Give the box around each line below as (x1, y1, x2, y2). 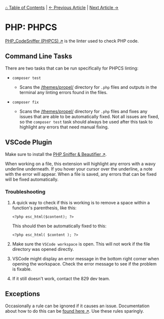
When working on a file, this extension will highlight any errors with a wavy (5, 161, 156, 167)
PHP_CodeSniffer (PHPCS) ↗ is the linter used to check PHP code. (5, 38, 139, 44)
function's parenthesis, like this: (12, 205, 77, 211)
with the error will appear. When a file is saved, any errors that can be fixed (5, 171, 157, 177)
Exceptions (5, 290, 40, 298)
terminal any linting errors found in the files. (19, 89, 108, 95)
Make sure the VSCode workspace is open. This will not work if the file (12, 241, 150, 247)
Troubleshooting (5, 189, 46, 196)
